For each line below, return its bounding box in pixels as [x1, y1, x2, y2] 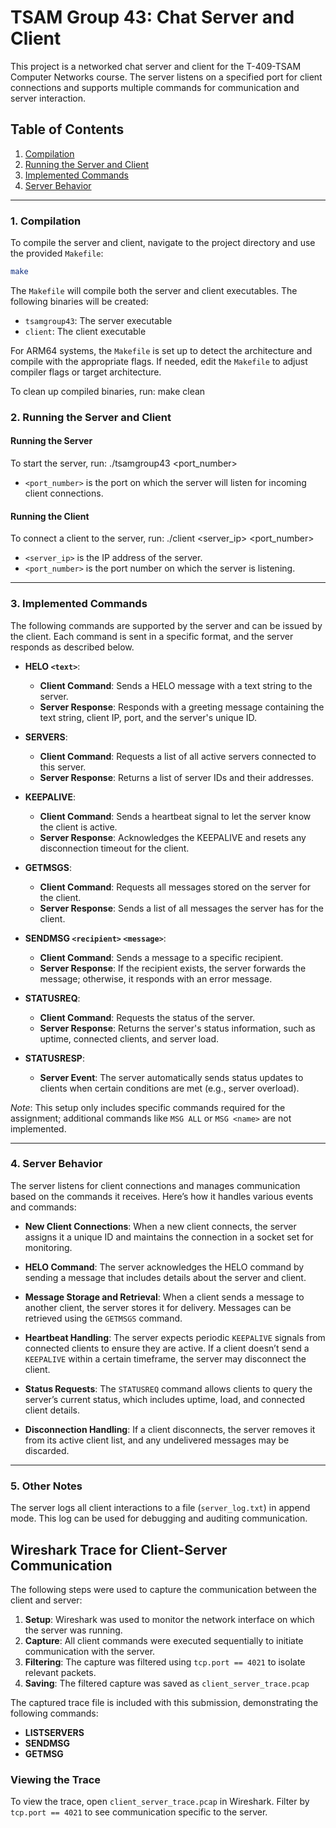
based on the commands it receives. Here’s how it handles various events [10, 1190, 314, 1202]
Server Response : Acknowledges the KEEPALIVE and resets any [39, 831, 307, 843]
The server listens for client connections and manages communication [10, 1179, 301, 1191]
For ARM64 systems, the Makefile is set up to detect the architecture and [10, 344, 313, 356]
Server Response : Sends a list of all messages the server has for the [39, 902, 324, 914]
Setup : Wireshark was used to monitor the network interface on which [24, 1613, 315, 1625]
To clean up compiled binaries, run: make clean [10, 385, 206, 397]
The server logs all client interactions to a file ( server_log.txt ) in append [10, 1502, 311, 1514]
